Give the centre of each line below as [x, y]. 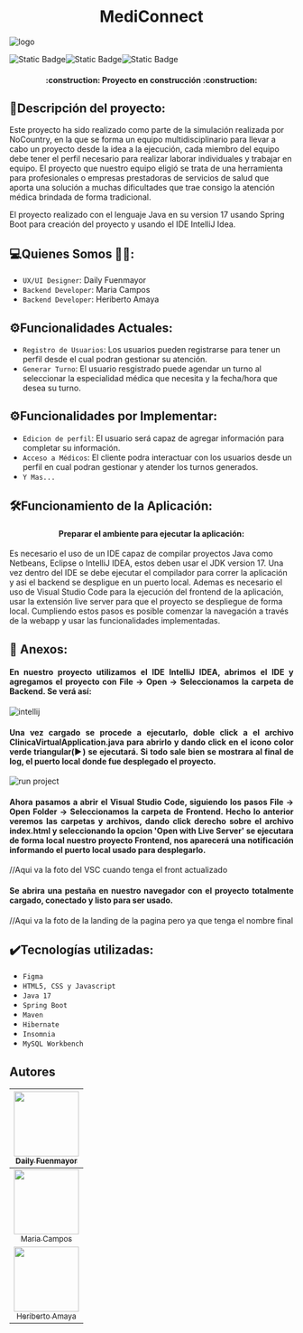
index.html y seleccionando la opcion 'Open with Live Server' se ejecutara [151, 831]
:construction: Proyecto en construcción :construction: [151, 80]
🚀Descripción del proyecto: [87, 108]
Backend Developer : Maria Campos [86, 290]
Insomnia [39, 1035]
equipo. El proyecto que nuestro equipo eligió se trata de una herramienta [147, 168]
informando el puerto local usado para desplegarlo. [108, 850]
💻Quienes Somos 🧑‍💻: [72, 253]
